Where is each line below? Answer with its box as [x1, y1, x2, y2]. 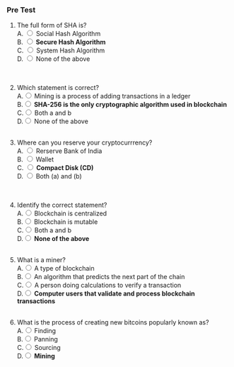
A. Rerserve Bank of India [16, 147, 103, 155]
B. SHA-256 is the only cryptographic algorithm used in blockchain [16, 101, 228, 109]
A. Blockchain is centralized [16, 209, 107, 218]
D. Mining [16, 352, 56, 361]
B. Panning [16, 335, 58, 344]
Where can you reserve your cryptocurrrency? [16, 138, 153, 147]
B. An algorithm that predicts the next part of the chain [16, 273, 185, 281]
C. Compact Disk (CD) [16, 164, 94, 172]
